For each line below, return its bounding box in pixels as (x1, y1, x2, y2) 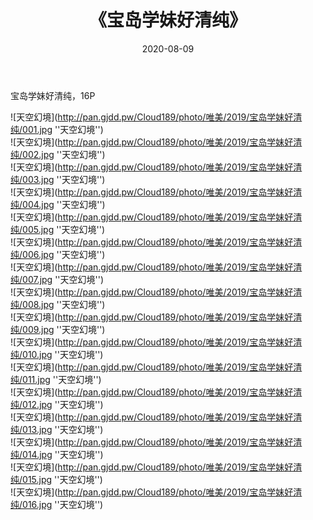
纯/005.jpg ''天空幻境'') (10, 223, 106, 235)
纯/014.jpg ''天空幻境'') (10, 448, 104, 460)
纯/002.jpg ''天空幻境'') (10, 148, 106, 160)
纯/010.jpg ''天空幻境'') (10, 348, 104, 360)
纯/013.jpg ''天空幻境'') (10, 423, 104, 435)
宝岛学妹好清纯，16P (10, 89, 96, 101)
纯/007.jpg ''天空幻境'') (10, 273, 105, 285)
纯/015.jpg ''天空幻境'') (10, 473, 103, 485)
